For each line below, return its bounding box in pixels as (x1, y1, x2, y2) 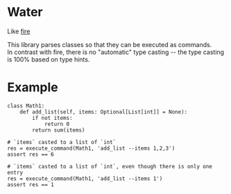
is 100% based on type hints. (7, 55, 90, 63)
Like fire (7, 27, 31, 35)
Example (7, 80, 58, 96)
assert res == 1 (7, 181, 54, 188)
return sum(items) (32, 126, 85, 134)
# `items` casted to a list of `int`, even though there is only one (7, 163, 213, 170)
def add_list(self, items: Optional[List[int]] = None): (19, 108, 188, 115)
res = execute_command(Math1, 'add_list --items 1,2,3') (7, 145, 176, 152)
